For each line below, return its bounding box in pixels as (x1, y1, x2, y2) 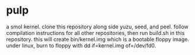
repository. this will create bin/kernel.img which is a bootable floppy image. (6, 35, 190, 43)
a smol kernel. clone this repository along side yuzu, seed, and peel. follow (6, 23, 188, 30)
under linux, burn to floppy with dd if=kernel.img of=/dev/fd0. (6, 42, 156, 49)
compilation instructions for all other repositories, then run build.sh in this (6, 29, 185, 36)
